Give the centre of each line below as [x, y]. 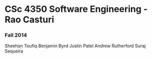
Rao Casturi [29, 20]
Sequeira [14, 51]
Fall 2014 [16, 35]
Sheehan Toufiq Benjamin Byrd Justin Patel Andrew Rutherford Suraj [75, 46]
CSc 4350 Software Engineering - [76, 9]
